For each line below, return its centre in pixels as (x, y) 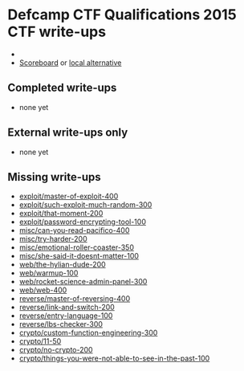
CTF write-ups (57, 32)
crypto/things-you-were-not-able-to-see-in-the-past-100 (114, 358)
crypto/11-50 (40, 341)
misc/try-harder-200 (53, 239)
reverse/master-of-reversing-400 (74, 299)
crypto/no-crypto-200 (56, 350)
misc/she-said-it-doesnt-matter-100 (79, 256)
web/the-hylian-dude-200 (62, 265)
